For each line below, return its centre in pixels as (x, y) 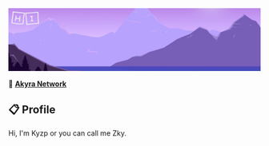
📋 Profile (32, 110)
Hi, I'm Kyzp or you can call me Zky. (67, 133)
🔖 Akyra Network (37, 84)
